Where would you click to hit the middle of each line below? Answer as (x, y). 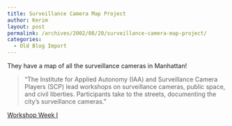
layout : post (26, 26)
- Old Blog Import (40, 46)
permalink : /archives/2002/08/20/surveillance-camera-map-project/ (107, 33)
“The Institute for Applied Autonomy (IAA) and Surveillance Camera (121, 79)
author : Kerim (28, 20)
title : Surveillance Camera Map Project (67, 14)
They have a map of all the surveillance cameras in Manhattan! (97, 66)
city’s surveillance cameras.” (65, 101)
